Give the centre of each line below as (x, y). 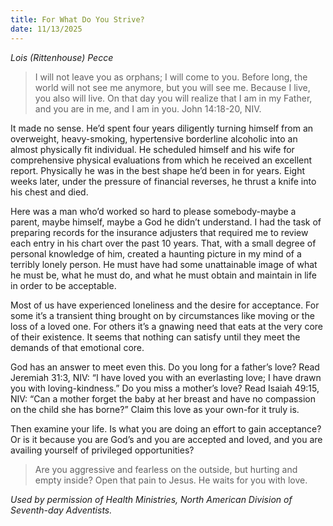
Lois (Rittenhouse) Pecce (62, 57)
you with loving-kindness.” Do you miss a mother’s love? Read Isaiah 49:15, (165, 388)
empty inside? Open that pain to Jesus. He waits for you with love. (171, 480)
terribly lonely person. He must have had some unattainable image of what (164, 264)
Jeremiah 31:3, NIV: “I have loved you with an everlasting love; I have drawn (166, 377)
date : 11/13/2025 (46, 29)
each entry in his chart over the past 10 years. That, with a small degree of (163, 243)
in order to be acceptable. (63, 285)
